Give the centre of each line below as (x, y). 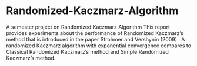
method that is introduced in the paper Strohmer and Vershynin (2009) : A (96, 39)
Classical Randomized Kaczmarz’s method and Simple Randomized (88, 51)
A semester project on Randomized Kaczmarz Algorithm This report (88, 27)
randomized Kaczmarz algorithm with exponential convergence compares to (99, 46)
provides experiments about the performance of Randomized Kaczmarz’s (95, 33)
